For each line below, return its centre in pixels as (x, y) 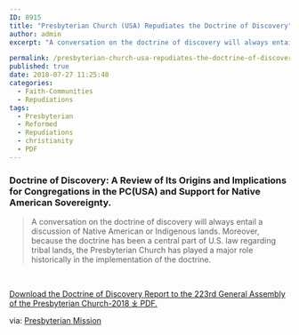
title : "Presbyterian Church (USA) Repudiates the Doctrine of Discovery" (151, 26)
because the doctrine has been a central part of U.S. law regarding (153, 241)
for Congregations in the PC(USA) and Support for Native (135, 191)
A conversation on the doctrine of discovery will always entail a (147, 222)
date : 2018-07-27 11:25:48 (59, 75)
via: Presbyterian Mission (56, 321)
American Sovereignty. (61, 203)
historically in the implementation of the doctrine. (121, 259)
